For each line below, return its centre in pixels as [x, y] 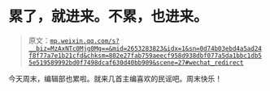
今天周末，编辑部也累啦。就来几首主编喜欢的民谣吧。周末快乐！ [115, 78]
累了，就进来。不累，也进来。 [109, 17]
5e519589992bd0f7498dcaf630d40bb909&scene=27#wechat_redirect [136, 62]
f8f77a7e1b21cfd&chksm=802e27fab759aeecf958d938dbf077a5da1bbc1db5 [145, 56]
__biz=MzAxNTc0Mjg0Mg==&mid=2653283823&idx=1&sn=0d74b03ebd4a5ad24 [145, 48]
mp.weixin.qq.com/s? [85, 41]
